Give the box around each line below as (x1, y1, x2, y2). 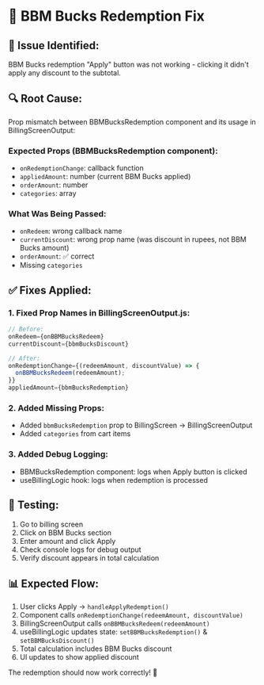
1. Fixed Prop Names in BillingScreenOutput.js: (8, 307, 190, 318)
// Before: (8, 325, 44, 334)
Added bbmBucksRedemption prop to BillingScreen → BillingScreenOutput (19, 420, 253, 431)
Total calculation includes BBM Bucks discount (19, 644, 172, 653)
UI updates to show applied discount (19, 652, 140, 662)
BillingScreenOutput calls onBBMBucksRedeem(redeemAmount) (19, 618, 210, 629)
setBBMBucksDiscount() (19, 637, 95, 645)
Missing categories (19, 261, 83, 270)
